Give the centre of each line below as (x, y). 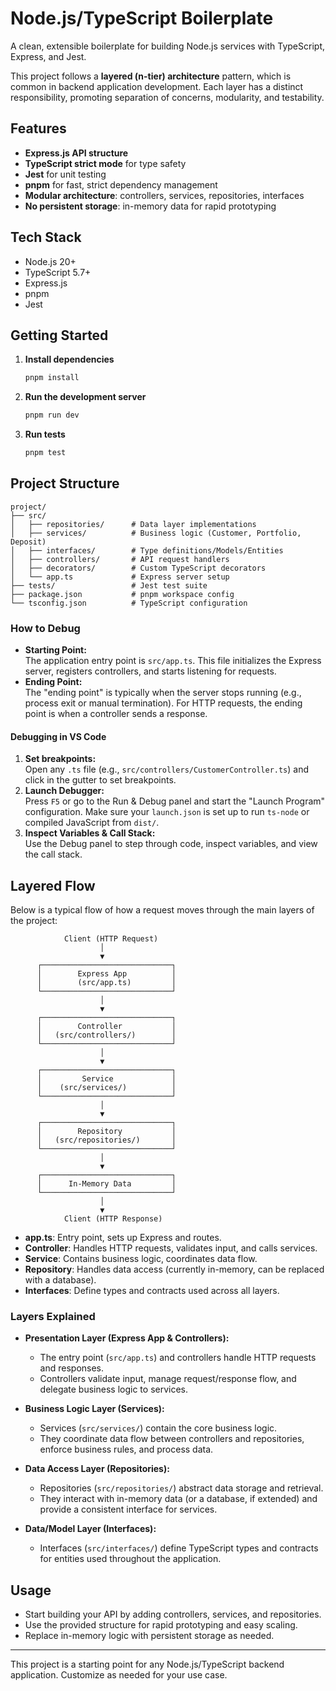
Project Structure (65, 483)
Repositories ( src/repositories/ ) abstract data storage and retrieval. (181, 1488)
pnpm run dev (52, 415)
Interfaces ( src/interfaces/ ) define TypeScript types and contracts (179, 1548)
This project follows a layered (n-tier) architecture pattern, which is (151, 76)
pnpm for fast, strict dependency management (121, 184)
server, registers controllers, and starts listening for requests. (150, 671)
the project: (34, 921)
